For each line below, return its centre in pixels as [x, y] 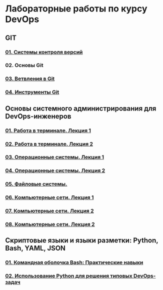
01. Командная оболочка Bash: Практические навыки [74, 262]
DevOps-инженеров [38, 116]
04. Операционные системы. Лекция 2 [55, 170]
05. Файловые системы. [36, 184]
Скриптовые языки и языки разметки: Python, [82, 240]
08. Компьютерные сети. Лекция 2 [50, 224]
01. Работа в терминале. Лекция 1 [48, 130]
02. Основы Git [24, 65]
